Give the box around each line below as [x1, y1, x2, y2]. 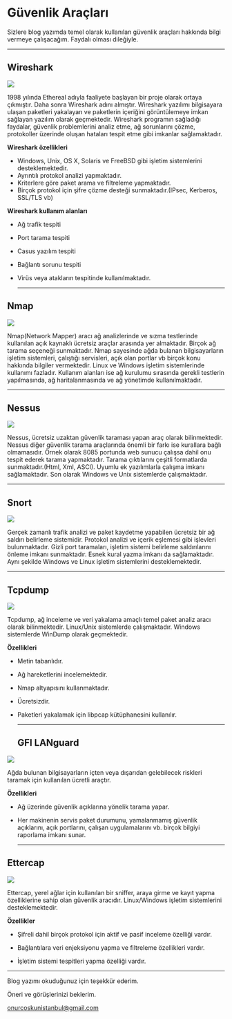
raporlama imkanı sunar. [17, 830, 86, 838]
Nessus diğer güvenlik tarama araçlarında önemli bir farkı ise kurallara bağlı [7, 441, 222, 449]
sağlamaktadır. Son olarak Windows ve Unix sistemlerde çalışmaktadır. [7, 470, 208, 479]
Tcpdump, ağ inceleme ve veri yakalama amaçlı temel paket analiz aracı [7, 616, 211, 623]
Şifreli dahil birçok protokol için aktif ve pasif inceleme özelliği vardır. [17, 930, 213, 938]
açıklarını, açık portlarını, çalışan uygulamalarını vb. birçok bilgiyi [17, 823, 200, 832]
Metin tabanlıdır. [17, 657, 64, 665]
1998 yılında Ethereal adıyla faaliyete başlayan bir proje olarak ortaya [7, 93, 202, 101]
